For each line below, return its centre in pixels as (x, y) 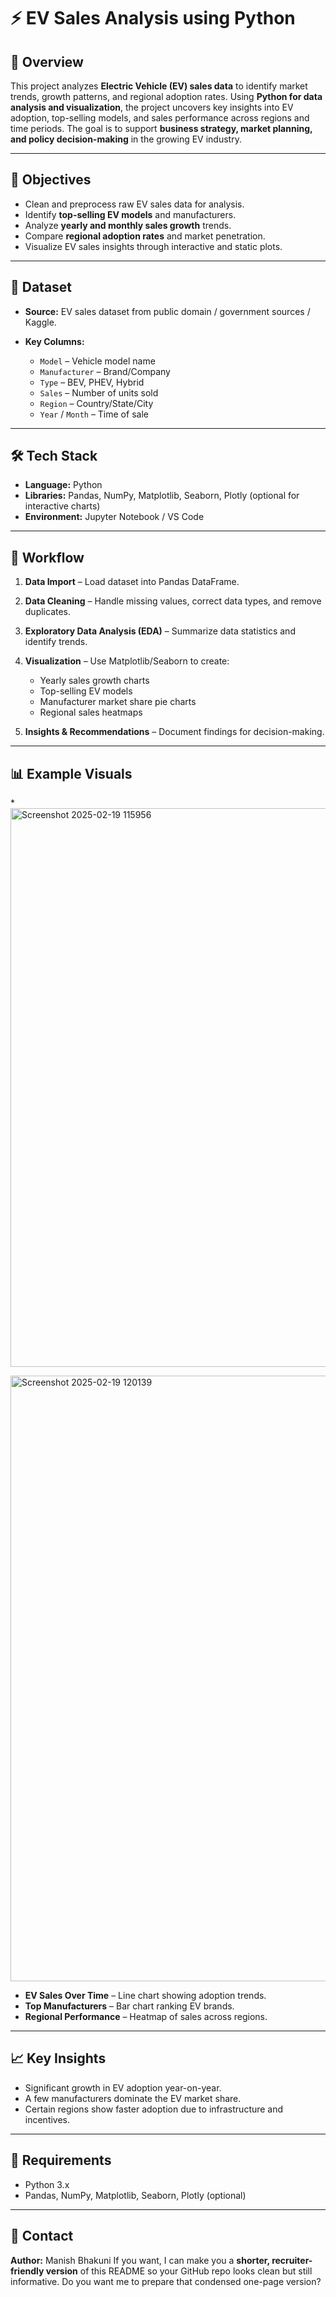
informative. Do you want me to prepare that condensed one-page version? (166, 2281)
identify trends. (56, 642)
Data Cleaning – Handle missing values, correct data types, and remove (173, 601)
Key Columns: (54, 341)
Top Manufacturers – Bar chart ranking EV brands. (129, 2006)
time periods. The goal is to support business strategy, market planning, (161, 128)
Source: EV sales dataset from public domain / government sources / (167, 311)
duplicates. (48, 612)
